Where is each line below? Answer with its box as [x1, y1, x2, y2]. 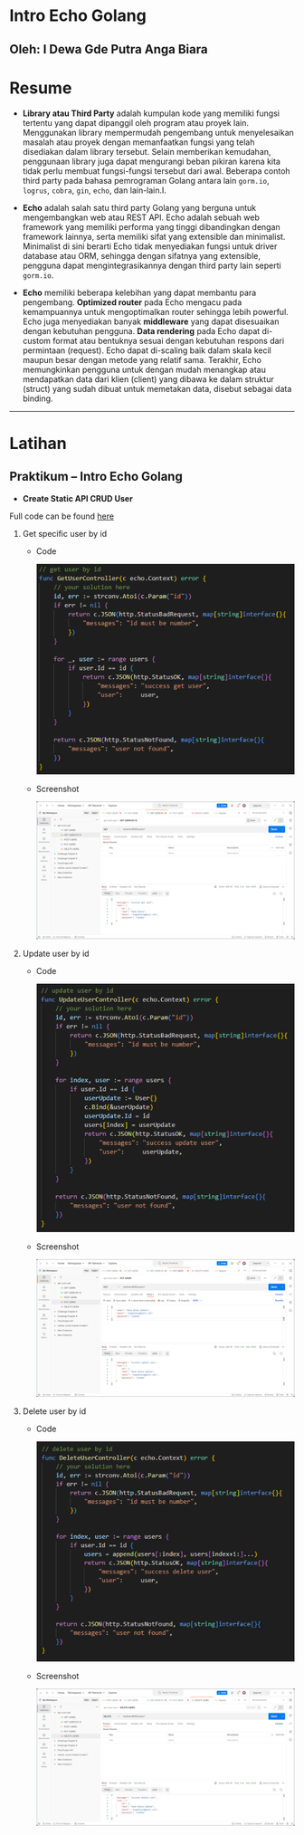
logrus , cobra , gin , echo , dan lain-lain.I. [22, 185, 167, 196]
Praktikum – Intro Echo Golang [9, 469, 183, 484]
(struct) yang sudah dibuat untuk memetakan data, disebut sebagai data [22, 383, 292, 394]
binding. [22, 393, 53, 404]
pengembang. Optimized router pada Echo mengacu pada [22, 296, 242, 308]
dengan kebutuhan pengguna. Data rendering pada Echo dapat [22, 325, 261, 336]
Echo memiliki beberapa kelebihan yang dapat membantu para [22, 287, 257, 298]
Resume [9, 78, 72, 98]
